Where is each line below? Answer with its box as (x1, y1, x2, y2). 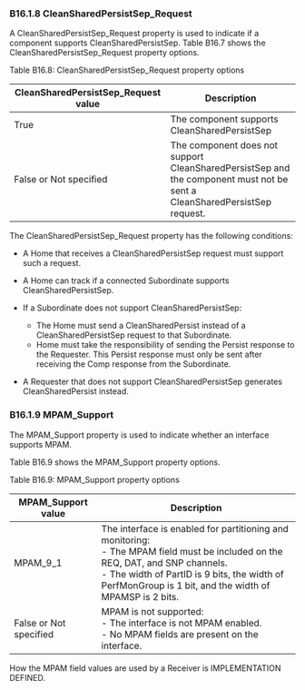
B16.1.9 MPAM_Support (9, 409, 114, 421)
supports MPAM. (9, 439, 73, 449)
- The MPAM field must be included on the (101, 545, 283, 557)
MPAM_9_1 (14, 557, 63, 569)
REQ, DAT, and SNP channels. (101, 557, 228, 569)
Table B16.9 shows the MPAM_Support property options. (9, 457, 221, 468)
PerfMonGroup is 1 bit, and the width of (101, 579, 271, 592)
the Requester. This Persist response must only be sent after (35, 349, 263, 360)
